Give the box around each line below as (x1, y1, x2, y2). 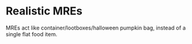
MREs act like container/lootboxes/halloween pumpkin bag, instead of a (6, 24, 186, 31)
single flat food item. (6, 30, 57, 37)
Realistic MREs (6, 4, 83, 18)
